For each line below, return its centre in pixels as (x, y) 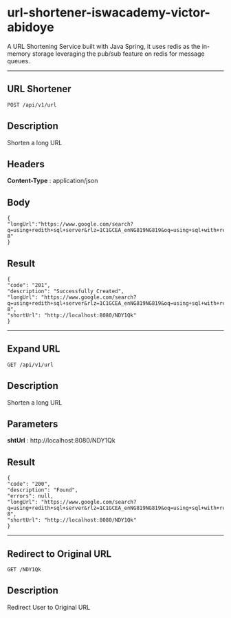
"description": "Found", (43, 490)
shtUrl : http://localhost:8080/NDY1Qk (61, 440)
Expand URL (34, 349)
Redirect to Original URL (59, 554)
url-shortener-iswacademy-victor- (109, 13)
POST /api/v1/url (32, 105)
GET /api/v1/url (30, 365)
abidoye (31, 27)
